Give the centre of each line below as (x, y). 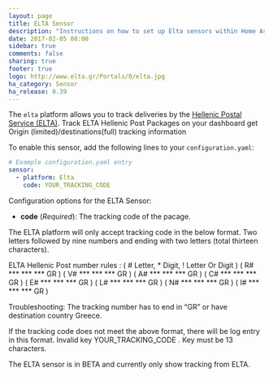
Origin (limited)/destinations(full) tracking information (97, 132)
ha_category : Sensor (43, 84)
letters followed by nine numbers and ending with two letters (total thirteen (133, 240)
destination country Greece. (55, 315)
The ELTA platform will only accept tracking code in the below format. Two (133, 232)
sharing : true (32, 62)
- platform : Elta (45, 178)
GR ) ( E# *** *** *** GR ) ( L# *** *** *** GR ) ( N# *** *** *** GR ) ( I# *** (134, 282)
